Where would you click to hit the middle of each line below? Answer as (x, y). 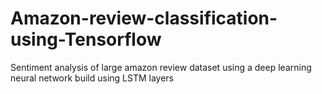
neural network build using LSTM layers (92, 78)
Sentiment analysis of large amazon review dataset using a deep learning (161, 67)
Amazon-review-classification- (144, 18)
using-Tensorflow (86, 39)
